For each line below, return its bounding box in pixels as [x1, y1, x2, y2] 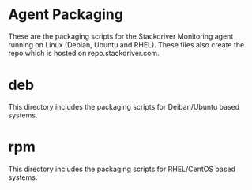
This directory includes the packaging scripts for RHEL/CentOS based [8, 164, 235, 173]
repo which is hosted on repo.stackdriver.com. [8, 48, 160, 58]
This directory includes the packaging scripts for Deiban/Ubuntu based [8, 102, 240, 111]
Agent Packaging [8, 6, 124, 24]
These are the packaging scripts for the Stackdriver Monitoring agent [8, 32, 234, 41]
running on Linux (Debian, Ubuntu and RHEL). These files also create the [8, 39, 245, 49]
